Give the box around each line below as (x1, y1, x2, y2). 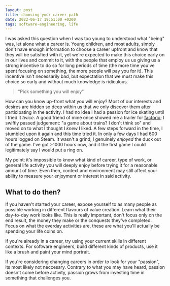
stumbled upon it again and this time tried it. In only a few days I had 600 (5, 131, 157, 137)
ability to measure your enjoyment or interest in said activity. (5, 173, 131, 179)
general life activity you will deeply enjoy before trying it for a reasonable (5, 162, 158, 168)
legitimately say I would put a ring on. (5, 147, 84, 153)
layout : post (5, 7, 33, 13)
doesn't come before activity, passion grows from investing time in (5, 270, 145, 276)
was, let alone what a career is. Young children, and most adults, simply (5, 41, 155, 47)
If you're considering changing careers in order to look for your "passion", (5, 259, 160, 265)
